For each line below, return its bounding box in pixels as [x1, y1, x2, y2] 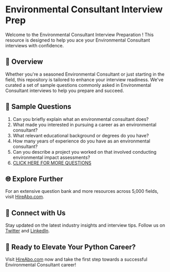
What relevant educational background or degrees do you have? [12, 132, 149, 138]
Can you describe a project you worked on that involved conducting [12, 149, 157, 155]
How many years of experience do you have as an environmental [12, 138, 150, 144]
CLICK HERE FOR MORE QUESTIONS [12, 159, 91, 166]
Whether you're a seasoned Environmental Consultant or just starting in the [5, 71, 165, 77]
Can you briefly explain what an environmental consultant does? [12, 116, 149, 122]
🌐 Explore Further [5, 174, 63, 183]
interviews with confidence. [5, 42, 64, 48]
